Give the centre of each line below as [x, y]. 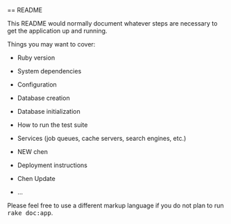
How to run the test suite [52, 125]
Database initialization [49, 111]
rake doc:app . [30, 213]
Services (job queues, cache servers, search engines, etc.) [102, 138]
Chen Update [36, 179]
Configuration [37, 85]
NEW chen [33, 152]
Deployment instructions [52, 165]
